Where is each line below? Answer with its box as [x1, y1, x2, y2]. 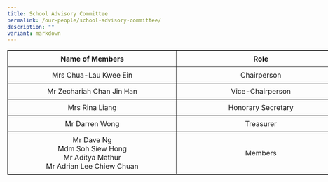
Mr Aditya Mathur [63, 153, 121, 162]
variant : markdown [7, 29, 61, 37]
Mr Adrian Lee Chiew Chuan [46, 162, 139, 171]
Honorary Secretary [228, 103, 294, 113]
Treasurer [245, 119, 278, 129]
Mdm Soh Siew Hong [57, 144, 128, 154]
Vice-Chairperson [231, 87, 292, 97]
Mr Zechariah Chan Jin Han [46, 87, 138, 97]
